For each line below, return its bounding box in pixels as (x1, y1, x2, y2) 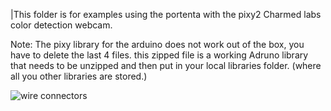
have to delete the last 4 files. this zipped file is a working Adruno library (10, 49, 309, 61)
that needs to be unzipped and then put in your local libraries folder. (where (10, 60, 322, 71)
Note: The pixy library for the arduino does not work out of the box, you (10, 39, 305, 50)
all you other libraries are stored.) (10, 70, 148, 82)
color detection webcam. (10, 19, 113, 31)
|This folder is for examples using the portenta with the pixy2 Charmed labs (10, 9, 322, 20)
